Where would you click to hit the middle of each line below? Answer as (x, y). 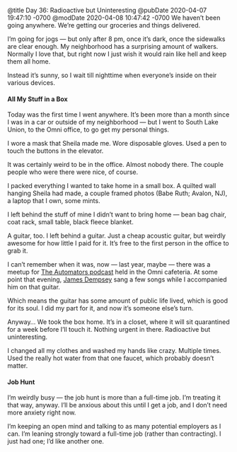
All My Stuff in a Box (38, 99)
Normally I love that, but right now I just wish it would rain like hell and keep (117, 54)
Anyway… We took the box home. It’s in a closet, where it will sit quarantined (118, 322)
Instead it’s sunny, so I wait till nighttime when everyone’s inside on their (112, 75)
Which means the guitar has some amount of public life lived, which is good (118, 301)
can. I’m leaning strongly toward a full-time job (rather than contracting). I (114, 434)
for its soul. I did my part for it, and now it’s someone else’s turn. (100, 308)
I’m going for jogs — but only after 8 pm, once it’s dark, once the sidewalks (116, 39)
